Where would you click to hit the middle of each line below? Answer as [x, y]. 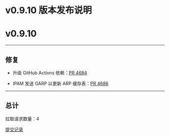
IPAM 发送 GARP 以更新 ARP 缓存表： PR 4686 [60, 83]
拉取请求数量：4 [22, 118]
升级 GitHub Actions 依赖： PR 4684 [50, 73]
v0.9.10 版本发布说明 [49, 10]
